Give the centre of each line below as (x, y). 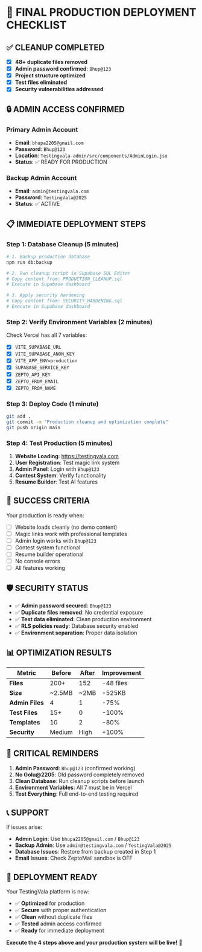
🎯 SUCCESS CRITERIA (48, 501)
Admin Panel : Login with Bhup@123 (57, 469)
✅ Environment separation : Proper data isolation (76, 633)
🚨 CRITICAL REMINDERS (52, 754)
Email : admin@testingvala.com (52, 191)
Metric (27, 672)
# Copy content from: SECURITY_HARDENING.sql (64, 301)
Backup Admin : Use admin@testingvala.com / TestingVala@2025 (93, 845)
